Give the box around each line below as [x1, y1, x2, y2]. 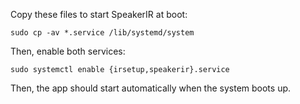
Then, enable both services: [10, 45, 126, 57]
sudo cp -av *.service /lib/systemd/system [10, 28, 195, 38]
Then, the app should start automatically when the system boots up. [10, 82, 292, 94]
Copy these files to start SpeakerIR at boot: [10, 9, 188, 20]
